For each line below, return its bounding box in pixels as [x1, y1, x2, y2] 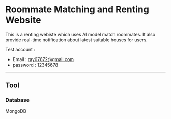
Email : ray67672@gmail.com [12, 56, 74, 62]
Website [5, 14, 41, 26]
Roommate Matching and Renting [5, 4, 149, 15]
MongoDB [5, 108, 26, 114]
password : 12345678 [12, 62, 59, 68]
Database [5, 97, 30, 104]
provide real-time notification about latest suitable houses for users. [5, 37, 148, 43]
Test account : [5, 46, 36, 52]
